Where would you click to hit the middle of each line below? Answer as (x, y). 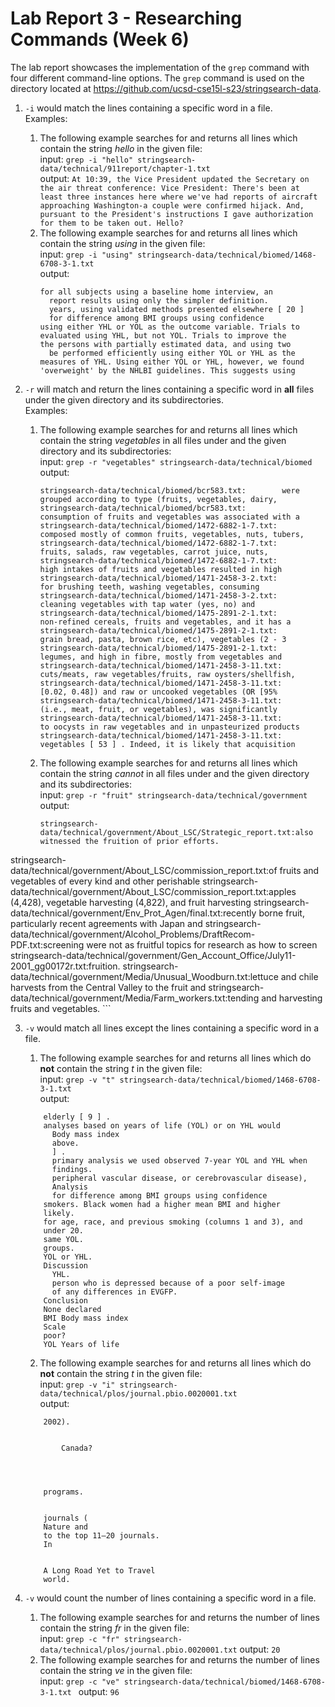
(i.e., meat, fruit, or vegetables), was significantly (158, 709)
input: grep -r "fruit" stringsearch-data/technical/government (173, 794)
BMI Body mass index (86, 1318)
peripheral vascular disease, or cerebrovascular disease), (179, 1178)
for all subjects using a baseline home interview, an (156, 292)
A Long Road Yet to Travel (99, 1570)
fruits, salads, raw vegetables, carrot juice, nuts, (154, 552)
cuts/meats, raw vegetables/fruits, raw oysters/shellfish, (167, 674)
